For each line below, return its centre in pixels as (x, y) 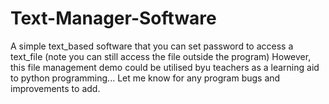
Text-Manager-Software (113, 18)
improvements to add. (55, 88)
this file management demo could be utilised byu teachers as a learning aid (165, 67)
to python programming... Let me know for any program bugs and (145, 78)
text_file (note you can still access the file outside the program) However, (161, 56)
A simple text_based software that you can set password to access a (152, 46)
